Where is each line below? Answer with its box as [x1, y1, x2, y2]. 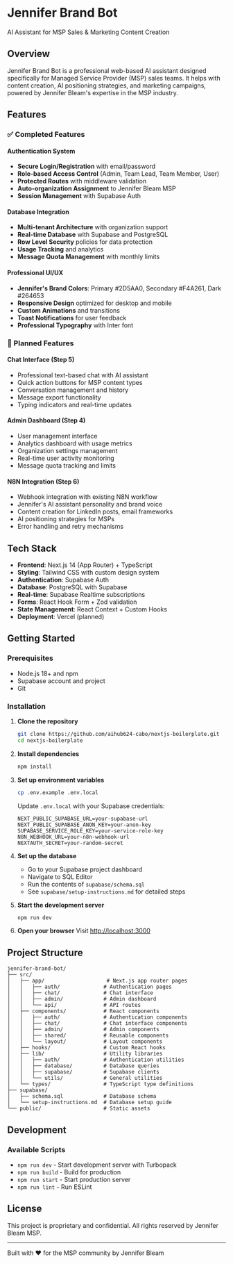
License [7, 1203, 42, 1215]
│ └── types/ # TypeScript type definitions [7, 1081, 194, 1088]
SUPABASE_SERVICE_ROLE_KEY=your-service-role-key [17, 827, 164, 835]
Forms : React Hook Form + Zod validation [17, 598, 137, 606]
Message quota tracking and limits [17, 461, 116, 470]
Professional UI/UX [7, 269, 64, 277]
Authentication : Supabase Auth [17, 575, 110, 584]
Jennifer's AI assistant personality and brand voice [17, 500, 163, 509]
